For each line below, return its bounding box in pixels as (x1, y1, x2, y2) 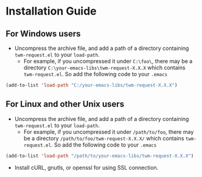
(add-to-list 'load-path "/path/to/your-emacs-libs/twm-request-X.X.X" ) (5, 153, 194, 159)
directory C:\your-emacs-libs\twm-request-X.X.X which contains (23, 64, 186, 71)
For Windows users (5, 29, 81, 39)
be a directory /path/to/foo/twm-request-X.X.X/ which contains (23, 134, 184, 142)
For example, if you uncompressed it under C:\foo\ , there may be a (23, 58, 193, 64)
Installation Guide (5, 4, 97, 18)
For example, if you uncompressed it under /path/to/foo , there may (23, 128, 194, 135)
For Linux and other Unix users (5, 99, 125, 109)
